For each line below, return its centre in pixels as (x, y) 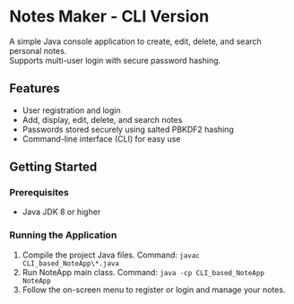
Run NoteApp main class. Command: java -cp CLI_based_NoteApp (143, 272)
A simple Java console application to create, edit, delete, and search (135, 41)
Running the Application (63, 235)
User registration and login (71, 110)
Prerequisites (39, 193)
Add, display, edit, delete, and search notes (102, 119)
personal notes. (38, 50)
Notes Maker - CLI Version (109, 17)
